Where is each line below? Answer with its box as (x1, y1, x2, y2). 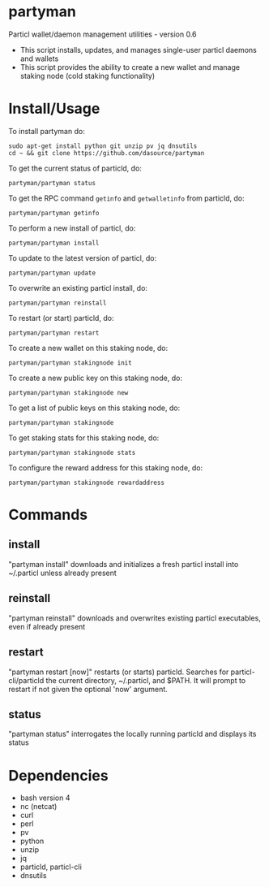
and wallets (19, 54, 59, 63)
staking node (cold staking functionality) (19, 71, 156, 80)
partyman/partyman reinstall (8, 299, 107, 307)
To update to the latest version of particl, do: (8, 253, 156, 262)
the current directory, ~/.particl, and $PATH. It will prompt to (45, 675, 246, 685)
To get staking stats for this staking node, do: (8, 433, 160, 443)
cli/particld (8, 675, 45, 685)
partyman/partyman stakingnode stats (8, 448, 136, 456)
